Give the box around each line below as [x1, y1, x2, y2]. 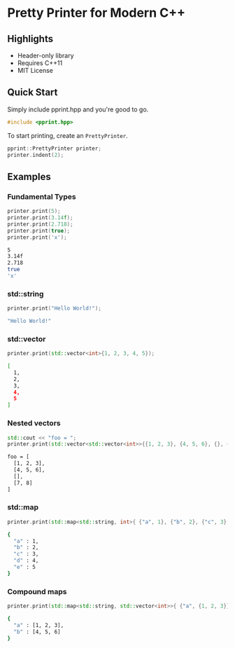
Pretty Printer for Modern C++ [7, 5, 185, 21]
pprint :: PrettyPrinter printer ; [7, 145, 101, 152]
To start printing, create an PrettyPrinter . [7, 131, 128, 139]
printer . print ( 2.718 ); [7, 221, 73, 228]
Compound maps [7, 586, 67, 596]
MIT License [17, 67, 54, 74]
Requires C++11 [17, 59, 63, 67]
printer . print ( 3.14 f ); [7, 214, 73, 221]
